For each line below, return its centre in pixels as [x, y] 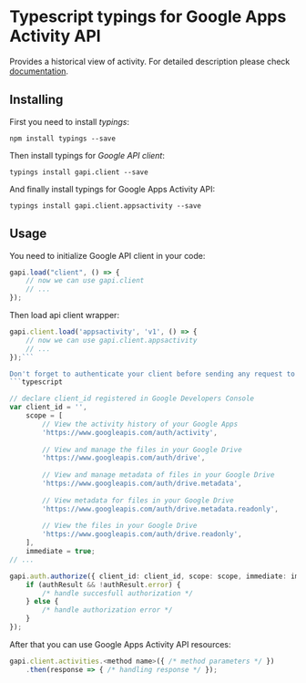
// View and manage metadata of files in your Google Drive [158, 475]
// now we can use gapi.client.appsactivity [112, 340]
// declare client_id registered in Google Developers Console [132, 398]
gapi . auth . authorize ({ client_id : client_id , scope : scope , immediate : [148, 576]
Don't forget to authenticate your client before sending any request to [153, 374]
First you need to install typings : [70, 121]
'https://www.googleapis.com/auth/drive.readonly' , [143, 534]
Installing [36, 100]
